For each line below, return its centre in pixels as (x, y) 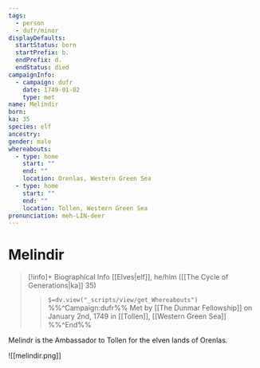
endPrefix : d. (39, 61)
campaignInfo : (32, 75)
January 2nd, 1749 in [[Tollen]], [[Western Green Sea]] (137, 316)
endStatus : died (42, 68)
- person (30, 23)
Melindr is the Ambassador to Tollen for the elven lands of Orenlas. (118, 340)
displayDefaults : (37, 38)
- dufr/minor (37, 30)
